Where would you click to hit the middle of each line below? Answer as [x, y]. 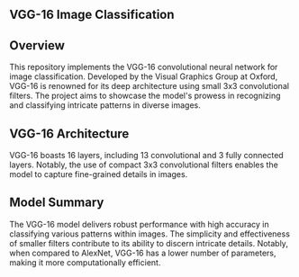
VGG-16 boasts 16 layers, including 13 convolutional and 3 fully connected [146, 156]
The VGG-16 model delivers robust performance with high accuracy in [139, 224]
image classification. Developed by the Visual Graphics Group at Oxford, [144, 76]
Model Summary [57, 203]
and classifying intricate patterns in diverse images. [105, 105]
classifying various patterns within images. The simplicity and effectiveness [150, 234]
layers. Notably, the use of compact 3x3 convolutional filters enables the [144, 165]
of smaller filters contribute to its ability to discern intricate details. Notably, [149, 243]
